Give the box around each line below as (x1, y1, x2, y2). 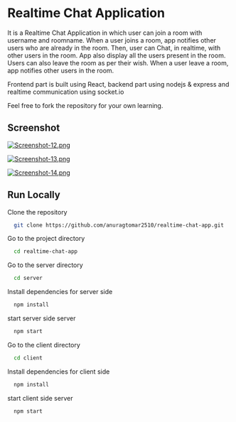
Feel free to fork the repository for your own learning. (7, 101, 163, 109)
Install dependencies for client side (7, 367, 110, 376)
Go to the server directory (7, 261, 83, 269)
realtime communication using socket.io (7, 87, 124, 96)
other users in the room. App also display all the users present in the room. (7, 51, 226, 60)
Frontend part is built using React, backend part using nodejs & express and (7, 80, 230, 88)
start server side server (7, 314, 76, 323)
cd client (14, 354, 43, 362)
